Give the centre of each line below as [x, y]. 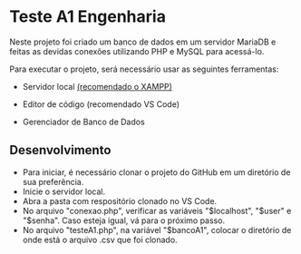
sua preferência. [53, 181]
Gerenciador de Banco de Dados [83, 122]
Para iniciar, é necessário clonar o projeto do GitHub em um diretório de [156, 172]
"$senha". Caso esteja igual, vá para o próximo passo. [123, 220]
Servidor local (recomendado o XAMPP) [97, 86]
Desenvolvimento [60, 150]
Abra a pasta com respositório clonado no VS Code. [120, 200]
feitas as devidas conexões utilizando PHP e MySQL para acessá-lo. [137, 51]
